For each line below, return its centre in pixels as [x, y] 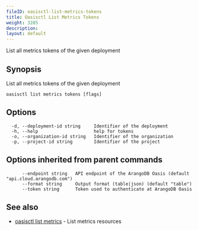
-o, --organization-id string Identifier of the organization [92, 136]
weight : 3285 [22, 23]
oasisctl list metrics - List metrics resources [68, 221]
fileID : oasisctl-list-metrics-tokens [54, 12]
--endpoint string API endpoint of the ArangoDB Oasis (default [106, 173]
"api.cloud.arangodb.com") [39, 178]
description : [22, 28]
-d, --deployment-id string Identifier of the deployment [90, 126]
